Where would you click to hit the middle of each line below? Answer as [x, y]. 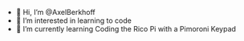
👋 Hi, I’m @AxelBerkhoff [56, 12]
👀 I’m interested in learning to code [74, 20]
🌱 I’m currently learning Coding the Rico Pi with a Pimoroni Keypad [126, 29]
